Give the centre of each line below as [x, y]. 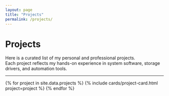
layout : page [19, 10]
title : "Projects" [24, 15]
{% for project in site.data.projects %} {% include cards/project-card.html [82, 83]
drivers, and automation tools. [36, 69]
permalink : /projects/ [29, 19]
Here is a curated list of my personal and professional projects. [70, 58]
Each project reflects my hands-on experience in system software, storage [83, 63]
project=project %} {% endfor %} [40, 88]
